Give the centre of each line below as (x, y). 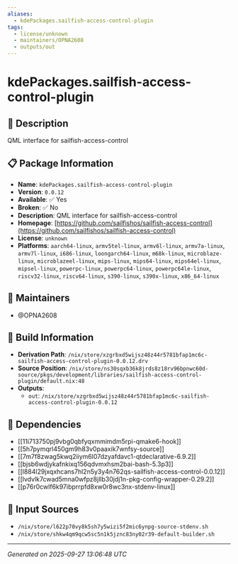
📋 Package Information (61, 164)
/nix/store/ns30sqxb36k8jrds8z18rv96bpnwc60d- (138, 369)
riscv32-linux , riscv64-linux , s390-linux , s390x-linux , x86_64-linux (118, 276)
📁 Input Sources (43, 509)
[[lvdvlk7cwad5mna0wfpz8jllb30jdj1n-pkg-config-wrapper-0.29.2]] (116, 479)
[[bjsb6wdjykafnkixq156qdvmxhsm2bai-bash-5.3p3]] (95, 464)
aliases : (20, 14)
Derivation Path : (42, 354)
